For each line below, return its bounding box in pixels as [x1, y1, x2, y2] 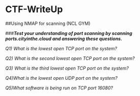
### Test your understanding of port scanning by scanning [5, 30, 132, 36]
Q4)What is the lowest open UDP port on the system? [5, 75, 118, 81]
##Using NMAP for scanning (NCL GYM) [5, 20, 91, 26]
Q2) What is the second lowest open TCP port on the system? [5, 55, 135, 61]
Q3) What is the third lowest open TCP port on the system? [5, 65, 129, 71]
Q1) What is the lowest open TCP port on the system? [5, 45, 117, 51]
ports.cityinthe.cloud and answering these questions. [5, 36, 123, 42]
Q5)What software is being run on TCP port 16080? [5, 85, 113, 91]
